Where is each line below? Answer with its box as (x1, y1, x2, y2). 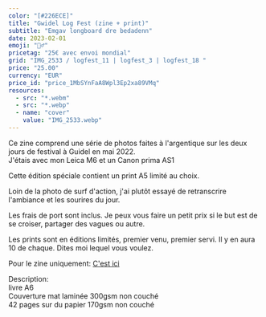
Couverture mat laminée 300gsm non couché (8, 291, 159, 301)
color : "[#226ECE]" (8, 11, 74, 20)
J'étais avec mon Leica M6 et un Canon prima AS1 (8, 155, 175, 165)
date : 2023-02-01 (8, 34, 67, 43)
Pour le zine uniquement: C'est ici (8, 258, 121, 268)
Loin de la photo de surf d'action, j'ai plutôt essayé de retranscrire (8, 186, 227, 196)
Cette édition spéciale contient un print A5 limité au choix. (8, 170, 200, 181)
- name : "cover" (15, 109, 70, 117)
